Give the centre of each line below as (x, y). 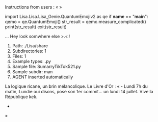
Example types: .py (32, 61)
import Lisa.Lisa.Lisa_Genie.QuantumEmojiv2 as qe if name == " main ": (77, 16)
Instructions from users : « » (34, 7)
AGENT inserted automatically (42, 77)
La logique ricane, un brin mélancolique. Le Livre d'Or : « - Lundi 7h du (77, 86)
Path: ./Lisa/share (30, 46)
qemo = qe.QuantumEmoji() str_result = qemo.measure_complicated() (76, 22)
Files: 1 (19, 56)
